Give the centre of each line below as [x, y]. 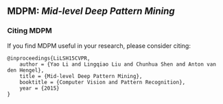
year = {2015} [39, 88]
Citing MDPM [30, 31]
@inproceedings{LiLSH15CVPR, [49, 58]
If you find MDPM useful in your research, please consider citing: [99, 45]
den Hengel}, [26, 70]
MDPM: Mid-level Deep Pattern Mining [91, 11]
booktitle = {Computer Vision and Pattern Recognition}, [103, 82]
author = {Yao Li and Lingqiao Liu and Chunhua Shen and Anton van [118, 64]
